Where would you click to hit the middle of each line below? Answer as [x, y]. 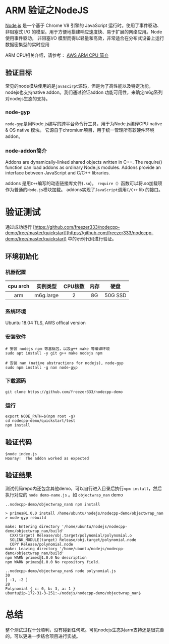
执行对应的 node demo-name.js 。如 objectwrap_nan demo [64, 494]
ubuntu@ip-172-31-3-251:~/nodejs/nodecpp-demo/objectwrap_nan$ [73, 593]
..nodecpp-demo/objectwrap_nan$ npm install [53, 504]
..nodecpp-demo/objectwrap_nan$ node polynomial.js [61, 571]
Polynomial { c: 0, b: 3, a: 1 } [40, 589]
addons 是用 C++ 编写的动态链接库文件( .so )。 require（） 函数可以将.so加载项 [84, 184]
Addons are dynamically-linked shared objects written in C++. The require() [84, 162]
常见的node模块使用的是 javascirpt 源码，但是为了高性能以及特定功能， [79, 86]
